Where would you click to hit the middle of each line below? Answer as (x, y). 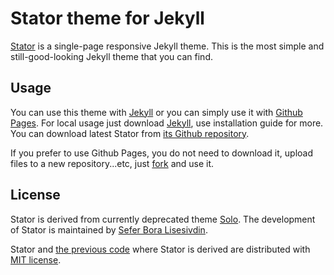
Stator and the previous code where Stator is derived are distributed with (160, 249)
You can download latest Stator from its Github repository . (130, 133)
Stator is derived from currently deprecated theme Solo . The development (163, 219)
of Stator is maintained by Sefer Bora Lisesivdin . (109, 229)
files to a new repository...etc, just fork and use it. (112, 163)
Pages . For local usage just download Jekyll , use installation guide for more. (167, 123)
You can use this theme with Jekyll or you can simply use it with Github (156, 112)
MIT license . (36, 259)
